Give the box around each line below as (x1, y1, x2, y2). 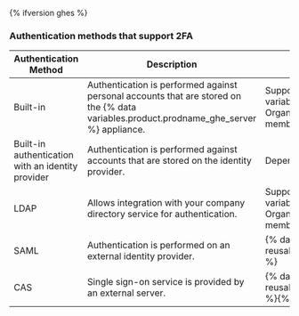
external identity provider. (87, 250, 196, 263)
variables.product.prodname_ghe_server (87, 112, 257, 125)
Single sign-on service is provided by (87, 276, 245, 288)
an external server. (87, 287, 166, 299)
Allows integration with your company (87, 197, 246, 209)
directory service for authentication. (87, 208, 238, 221)
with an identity (13, 160, 78, 173)
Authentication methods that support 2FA (9, 29, 194, 42)
